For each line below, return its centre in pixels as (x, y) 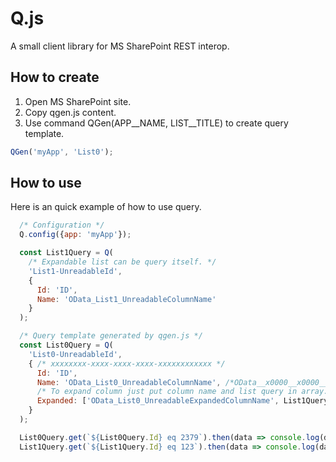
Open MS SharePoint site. (78, 101)
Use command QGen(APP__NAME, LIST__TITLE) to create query (156, 123)
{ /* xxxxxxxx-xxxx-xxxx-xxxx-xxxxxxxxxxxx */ (127, 363)
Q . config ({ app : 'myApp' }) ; (75, 235)
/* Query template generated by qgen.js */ (111, 336)
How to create (55, 77)
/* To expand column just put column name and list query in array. (182, 392)
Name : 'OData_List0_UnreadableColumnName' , (129, 382)
